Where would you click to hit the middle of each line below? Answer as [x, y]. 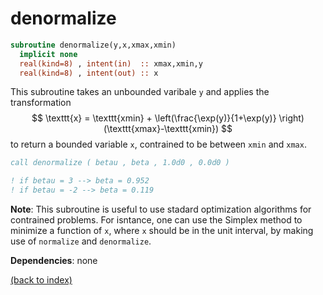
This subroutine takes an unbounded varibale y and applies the [140, 92]
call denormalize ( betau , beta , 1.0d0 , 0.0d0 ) [120, 163]
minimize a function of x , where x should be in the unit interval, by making [162, 231]
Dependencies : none [54, 261]
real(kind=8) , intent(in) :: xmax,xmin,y [111, 63]
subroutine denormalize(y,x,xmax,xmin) [93, 45]
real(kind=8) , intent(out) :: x [89, 73]
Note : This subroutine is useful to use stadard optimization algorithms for [161, 209]
